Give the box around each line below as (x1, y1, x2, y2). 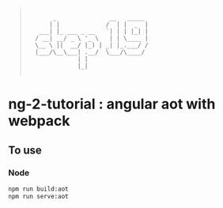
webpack (8, 112, 70, 130)
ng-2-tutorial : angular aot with (8, 95, 216, 113)
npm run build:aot (8, 185, 69, 193)
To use (8, 143, 42, 157)
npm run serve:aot (8, 192, 69, 200)
